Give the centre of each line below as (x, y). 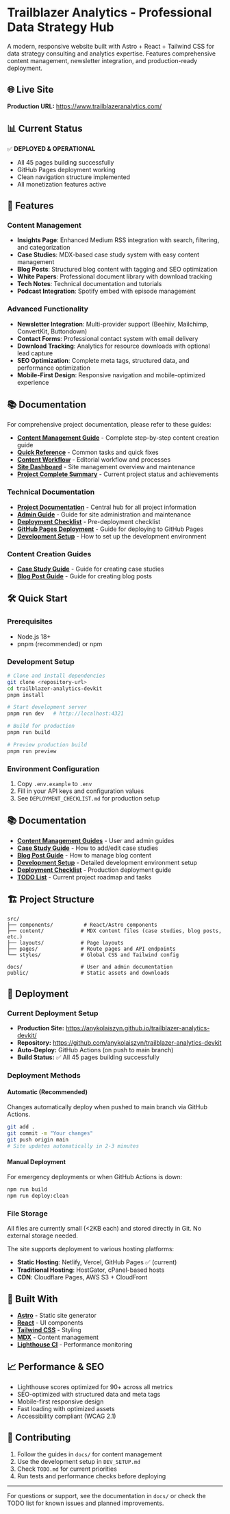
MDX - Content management (58, 1337)
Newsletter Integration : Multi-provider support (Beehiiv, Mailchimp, (113, 324)
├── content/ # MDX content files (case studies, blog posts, (115, 931)
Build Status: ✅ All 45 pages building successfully (88, 1057)
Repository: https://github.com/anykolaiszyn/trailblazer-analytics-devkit (119, 1043)
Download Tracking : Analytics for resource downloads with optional (113, 346)
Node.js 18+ (34, 637)
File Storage (27, 1214)
